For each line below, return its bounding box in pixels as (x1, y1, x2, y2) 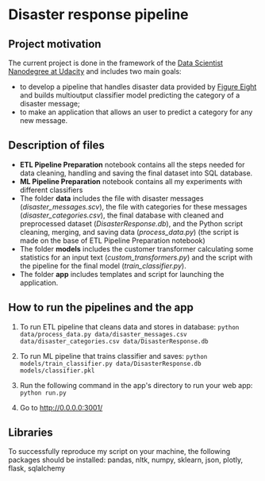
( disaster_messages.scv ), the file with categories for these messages (19, 202, 248, 211)
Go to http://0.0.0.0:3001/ (19, 402, 103, 412)
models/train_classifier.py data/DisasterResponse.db (19, 360, 202, 367)
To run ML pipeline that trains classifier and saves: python (19, 351, 208, 360)
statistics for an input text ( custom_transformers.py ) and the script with (19, 252, 253, 262)
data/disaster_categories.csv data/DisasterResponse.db (19, 337, 209, 345)
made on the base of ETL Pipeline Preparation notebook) (19, 236, 206, 245)
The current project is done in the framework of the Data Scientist (8, 58, 224, 67)
